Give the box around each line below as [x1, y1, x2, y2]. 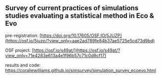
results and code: [5, 62, 41, 68]
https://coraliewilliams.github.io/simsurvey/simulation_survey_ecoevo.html [5, 67, 157, 73]
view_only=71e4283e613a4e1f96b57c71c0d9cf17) [5, 52, 107, 58]
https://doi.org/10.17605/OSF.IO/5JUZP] [41, 32, 122, 39]
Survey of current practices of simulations [5, 4, 139, 12]
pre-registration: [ [5, 32, 42, 39]
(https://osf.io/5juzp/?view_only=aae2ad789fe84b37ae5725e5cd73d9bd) [5, 38, 155, 43]
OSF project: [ [5, 47, 34, 53]
